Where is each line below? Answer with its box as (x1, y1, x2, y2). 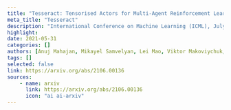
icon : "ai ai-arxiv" (25, 93, 85, 100)
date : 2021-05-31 (7, 36, 57, 42)
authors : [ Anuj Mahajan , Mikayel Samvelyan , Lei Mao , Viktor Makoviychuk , (7, 49, 226, 55)
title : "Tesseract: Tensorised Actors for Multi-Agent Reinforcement (7, 10, 211, 17)
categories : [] (7, 42, 51, 49)
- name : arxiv (19, 80, 60, 87)
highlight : (7, 29, 38, 36)
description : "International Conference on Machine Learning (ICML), (7, 23, 211, 29)
